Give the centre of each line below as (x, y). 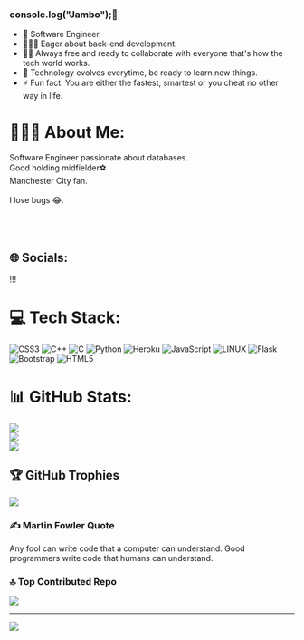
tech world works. (56, 63)
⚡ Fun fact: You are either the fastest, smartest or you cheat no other (150, 83)
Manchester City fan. (48, 181)
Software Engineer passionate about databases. (99, 158)
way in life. (43, 96)
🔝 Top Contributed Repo (63, 581)
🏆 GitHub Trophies (65, 475)
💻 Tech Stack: (65, 318)
